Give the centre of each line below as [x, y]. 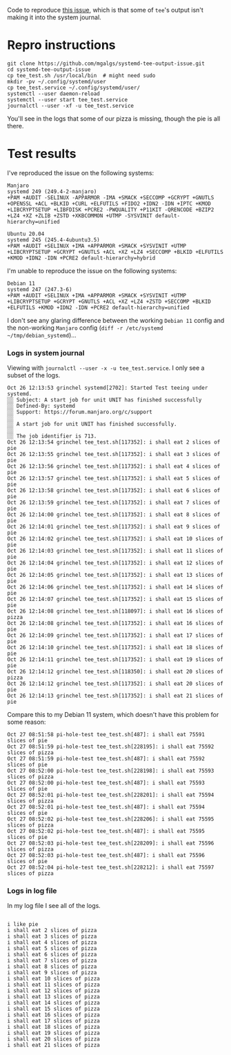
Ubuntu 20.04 [26, 234]
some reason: [27, 722]
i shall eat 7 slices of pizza [52, 961]
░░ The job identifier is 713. [52, 436]
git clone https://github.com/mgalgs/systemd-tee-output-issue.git [106, 63]
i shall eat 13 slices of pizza [53, 997]
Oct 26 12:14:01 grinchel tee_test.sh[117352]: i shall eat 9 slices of [114, 527]
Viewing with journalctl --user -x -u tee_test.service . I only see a [106, 368]
